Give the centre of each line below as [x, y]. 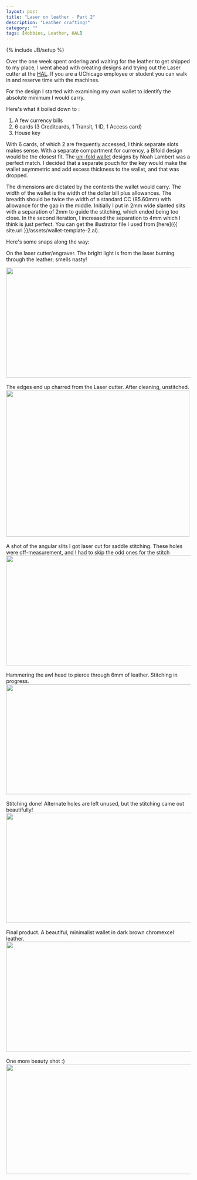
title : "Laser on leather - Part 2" [51, 17]
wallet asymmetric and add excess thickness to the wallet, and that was [93, 169]
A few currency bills [39, 120]
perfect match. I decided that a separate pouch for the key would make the [96, 163]
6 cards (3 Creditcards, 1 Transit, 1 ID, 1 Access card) [78, 127]
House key [28, 133]
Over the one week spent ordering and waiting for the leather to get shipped [98, 62]
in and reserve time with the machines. [53, 80]
